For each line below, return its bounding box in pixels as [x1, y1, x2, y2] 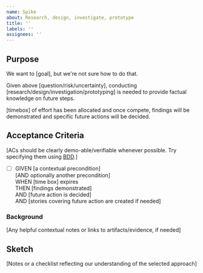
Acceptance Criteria [6, 130, 84, 141]
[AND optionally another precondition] [15, 171, 111, 179]
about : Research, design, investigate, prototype [6, 15, 135, 21]
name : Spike [6, 8, 36, 15]
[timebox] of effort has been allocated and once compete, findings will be [6, 106, 190, 113]
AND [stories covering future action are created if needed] [15, 197, 161, 204]
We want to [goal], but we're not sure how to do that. [6, 70, 138, 77]
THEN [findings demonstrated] [15, 184, 92, 192]
